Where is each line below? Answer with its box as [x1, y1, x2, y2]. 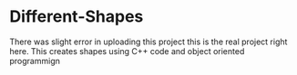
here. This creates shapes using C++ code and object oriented [9, 45, 245, 56]
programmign [9, 55, 61, 66]
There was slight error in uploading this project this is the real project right [9, 36, 288, 47]
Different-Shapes [9, 6, 144, 27]
